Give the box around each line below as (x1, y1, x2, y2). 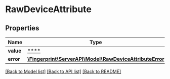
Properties (5, 24, 39, 32)
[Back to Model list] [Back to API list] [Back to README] (5, 68, 121, 74)
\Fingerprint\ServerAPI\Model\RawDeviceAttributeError (27, 56, 164, 62)
